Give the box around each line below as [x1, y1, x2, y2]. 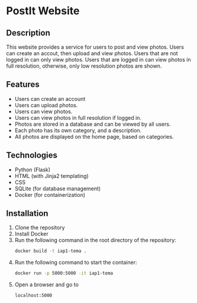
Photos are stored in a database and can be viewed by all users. [14, 120, 171, 127]
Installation [6, 209, 49, 219]
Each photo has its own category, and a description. [14, 126, 142, 134]
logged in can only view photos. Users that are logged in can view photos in [6, 56, 191, 63]
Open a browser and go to [14, 281, 79, 288]
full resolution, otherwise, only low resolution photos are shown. [6, 62, 162, 69]
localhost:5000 [14, 292, 53, 299]
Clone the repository [14, 224, 65, 231]
